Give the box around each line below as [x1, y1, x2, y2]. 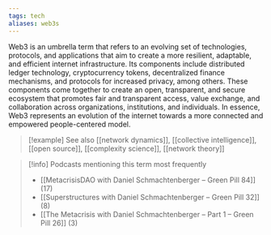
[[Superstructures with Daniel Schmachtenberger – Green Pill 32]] [40, 192, 260, 202]
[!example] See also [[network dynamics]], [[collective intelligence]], [28, 135, 257, 144]
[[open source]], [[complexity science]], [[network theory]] [28, 143, 225, 153]
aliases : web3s [8, 19, 60, 28]
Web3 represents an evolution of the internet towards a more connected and [8, 110, 264, 120]
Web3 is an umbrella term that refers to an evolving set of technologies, [8, 41, 248, 51]
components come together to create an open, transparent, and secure [8, 84, 246, 94]
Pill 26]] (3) [40, 218, 78, 228]
